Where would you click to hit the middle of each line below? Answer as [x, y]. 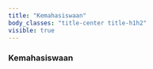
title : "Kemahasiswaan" [48, 15]
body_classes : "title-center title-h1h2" [78, 23]
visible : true [32, 30]
